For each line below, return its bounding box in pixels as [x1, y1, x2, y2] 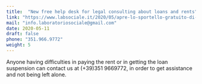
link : [6, 14, 20, 20]
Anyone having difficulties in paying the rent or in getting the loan [6, 58, 168, 66]
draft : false [6, 31, 39, 37]
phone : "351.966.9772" [6, 36, 63, 42]
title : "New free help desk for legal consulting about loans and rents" [6, 8, 198, 15]
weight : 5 [6, 42, 31, 48]
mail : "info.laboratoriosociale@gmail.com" [6, 20, 117, 26]
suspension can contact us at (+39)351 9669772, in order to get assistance [6, 64, 193, 71]
